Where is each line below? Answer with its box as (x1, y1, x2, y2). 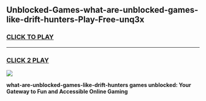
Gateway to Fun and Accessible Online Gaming (6, 88, 128, 95)
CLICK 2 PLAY (6, 56, 49, 64)
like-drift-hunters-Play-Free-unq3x (6, 15, 145, 25)
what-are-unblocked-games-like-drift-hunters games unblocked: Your (6, 81, 191, 88)
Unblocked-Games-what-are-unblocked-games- (6, 5, 199, 15)
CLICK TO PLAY (6, 33, 54, 42)
